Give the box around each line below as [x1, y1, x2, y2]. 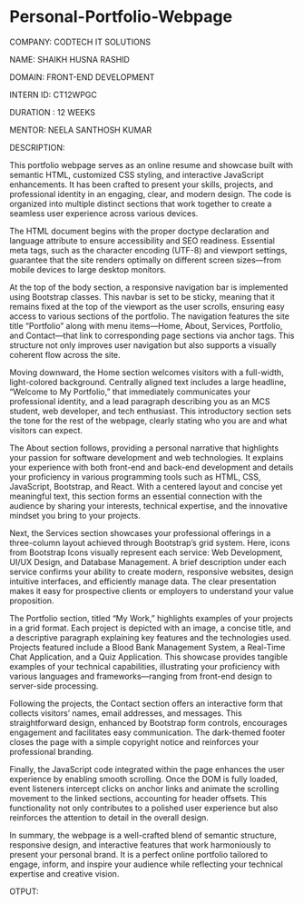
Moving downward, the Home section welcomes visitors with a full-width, [9, 366, 284, 378]
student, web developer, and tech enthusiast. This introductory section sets [9, 405, 292, 416]
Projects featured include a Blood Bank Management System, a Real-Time [9, 641, 286, 652]
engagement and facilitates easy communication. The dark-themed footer [9, 727, 286, 738]
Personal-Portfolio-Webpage [9, 6, 233, 27]
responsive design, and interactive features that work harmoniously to [9, 839, 271, 850]
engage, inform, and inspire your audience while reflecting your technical [9, 859, 283, 869]
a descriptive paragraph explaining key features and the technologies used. [9, 631, 292, 642]
